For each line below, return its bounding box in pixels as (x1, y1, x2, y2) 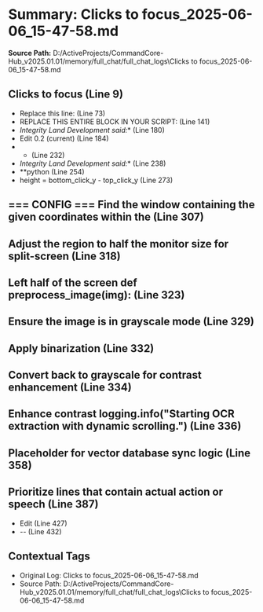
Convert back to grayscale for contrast (8, 368, 202, 382)
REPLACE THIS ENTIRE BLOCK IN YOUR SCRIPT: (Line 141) (19, 116, 210, 126)
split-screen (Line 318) (8, 249, 122, 262)
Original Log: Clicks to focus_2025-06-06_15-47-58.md (19, 570, 199, 580)
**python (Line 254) (19, 167, 85, 176)
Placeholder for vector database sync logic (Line (8, 446, 251, 460)
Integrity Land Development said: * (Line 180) (19, 125, 165, 134)
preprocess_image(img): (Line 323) (8, 288, 185, 302)
